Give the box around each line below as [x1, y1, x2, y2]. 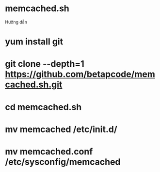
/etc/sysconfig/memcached [5, 156, 121, 167]
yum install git [5, 36, 64, 47]
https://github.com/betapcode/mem [5, 69, 155, 80]
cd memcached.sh [5, 101, 82, 113]
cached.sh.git [5, 79, 63, 90]
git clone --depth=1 [5, 58, 85, 70]
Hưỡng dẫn [5, 19, 28, 25]
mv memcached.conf [5, 146, 93, 157]
